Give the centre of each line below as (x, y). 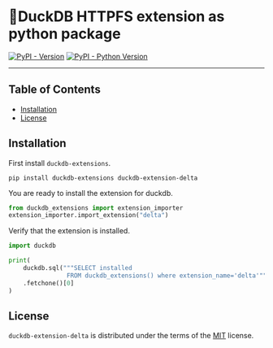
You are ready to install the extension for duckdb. (91, 193)
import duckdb (32, 246)
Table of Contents (55, 90)
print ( (19, 261)
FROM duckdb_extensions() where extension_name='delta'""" (168, 276)
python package (65, 34)
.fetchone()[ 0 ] (49, 283)
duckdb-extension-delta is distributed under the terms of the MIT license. (131, 336)
